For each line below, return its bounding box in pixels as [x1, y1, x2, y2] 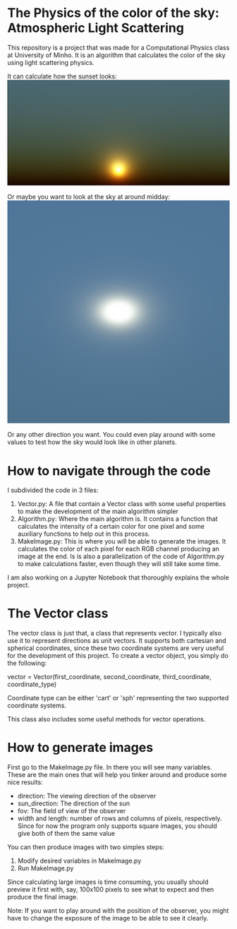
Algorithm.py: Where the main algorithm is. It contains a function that [17, 515, 218, 523]
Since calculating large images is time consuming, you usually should [7, 877, 209, 887]
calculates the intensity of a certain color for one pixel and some [17, 522, 205, 531]
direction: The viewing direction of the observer [17, 792, 157, 801]
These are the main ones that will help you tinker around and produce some [7, 771, 227, 779]
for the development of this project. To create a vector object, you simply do [7, 652, 229, 660]
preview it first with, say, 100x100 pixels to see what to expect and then [7, 885, 214, 894]
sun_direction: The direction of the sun [17, 799, 130, 808]
